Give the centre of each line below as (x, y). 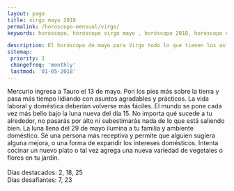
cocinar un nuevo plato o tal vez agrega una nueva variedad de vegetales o (115, 150)
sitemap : (20, 52)
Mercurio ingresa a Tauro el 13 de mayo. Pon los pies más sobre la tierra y (113, 91)
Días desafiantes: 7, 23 (40, 180)
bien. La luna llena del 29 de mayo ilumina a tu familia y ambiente (100, 128)
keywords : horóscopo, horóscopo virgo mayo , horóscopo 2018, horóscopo (115, 33)
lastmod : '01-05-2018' (43, 71)
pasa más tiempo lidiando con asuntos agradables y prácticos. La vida (108, 99)
